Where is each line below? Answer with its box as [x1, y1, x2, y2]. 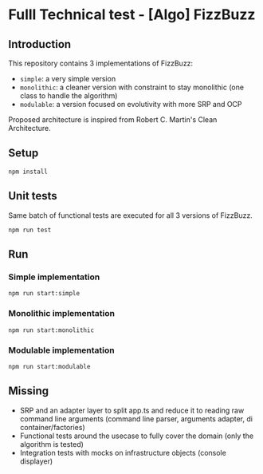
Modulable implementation [8, 345, 115, 356]
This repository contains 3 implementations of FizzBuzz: [8, 58, 194, 68]
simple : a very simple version [19, 74, 116, 83]
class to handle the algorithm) [19, 91, 118, 101]
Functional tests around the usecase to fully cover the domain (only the [19, 431, 253, 440]
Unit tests [8, 189, 57, 203]
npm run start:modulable [8, 362, 91, 370]
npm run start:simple [8, 290, 80, 298]
